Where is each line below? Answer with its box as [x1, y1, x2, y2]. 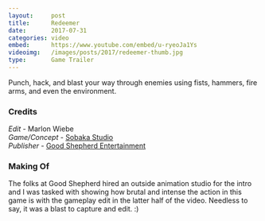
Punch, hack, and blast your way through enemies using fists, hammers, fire [8, 77, 258, 87]
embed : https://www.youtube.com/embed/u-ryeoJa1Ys [8, 41, 197, 49]
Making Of [8, 161, 50, 172]
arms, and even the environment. [8, 86, 117, 95]
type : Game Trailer [8, 56, 94, 64]
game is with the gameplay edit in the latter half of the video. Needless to [8, 196, 248, 205]
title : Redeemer [8, 19, 80, 27]
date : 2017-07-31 [8, 26, 88, 34]
